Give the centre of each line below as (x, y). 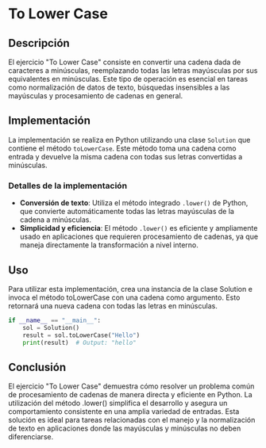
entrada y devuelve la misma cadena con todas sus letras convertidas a (125, 156)
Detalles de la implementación (68, 186)
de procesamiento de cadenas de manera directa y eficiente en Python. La (130, 395)
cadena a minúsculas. (55, 220)
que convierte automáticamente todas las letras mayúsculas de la (127, 212)
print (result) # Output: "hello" (79, 343)
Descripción (39, 43)
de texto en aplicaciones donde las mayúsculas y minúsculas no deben (125, 428)
